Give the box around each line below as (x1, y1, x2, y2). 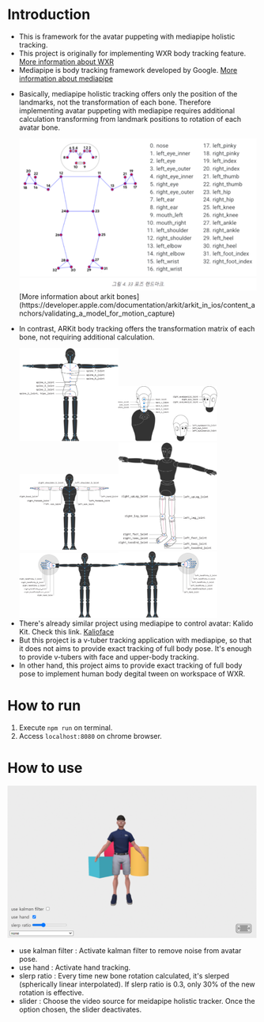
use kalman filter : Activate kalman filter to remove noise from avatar (18, 945, 242, 955)
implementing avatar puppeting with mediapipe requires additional (18, 105, 235, 115)
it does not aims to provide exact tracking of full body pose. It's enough (18, 643, 252, 653)
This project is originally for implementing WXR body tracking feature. (18, 48, 247, 58)
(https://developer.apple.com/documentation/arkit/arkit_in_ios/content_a (18, 301, 256, 310)
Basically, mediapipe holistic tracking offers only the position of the (18, 89, 238, 98)
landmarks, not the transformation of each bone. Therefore (18, 97, 211, 107)
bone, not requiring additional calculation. (18, 332, 155, 342)
